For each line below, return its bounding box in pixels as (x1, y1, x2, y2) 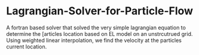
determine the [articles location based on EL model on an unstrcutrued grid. (6, 30, 193, 37)
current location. (6, 43, 47, 50)
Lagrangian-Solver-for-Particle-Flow (6, 4, 193, 18)
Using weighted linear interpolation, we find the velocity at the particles (6, 36, 182, 44)
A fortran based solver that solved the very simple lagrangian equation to (6, 24, 186, 31)
